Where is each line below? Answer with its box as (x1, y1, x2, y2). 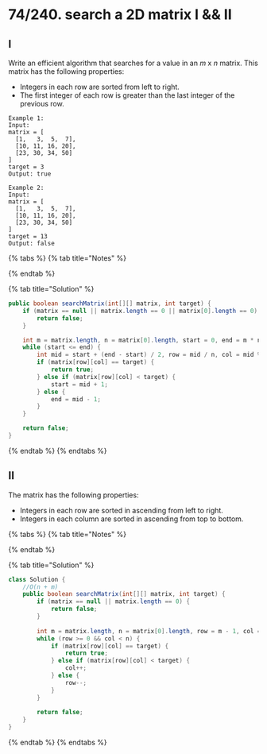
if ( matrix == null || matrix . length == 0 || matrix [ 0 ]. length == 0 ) (22, 307, 258, 315)
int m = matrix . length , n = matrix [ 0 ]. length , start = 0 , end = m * (22, 336, 254, 344)
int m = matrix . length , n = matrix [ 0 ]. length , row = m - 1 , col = (37, 627, 261, 635)
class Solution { (8, 575, 66, 583)
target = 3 (8, 163, 44, 171)
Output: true (8, 170, 52, 178)
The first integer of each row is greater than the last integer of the (19, 91, 235, 100)
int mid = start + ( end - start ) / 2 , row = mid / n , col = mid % (37, 351, 261, 359)
